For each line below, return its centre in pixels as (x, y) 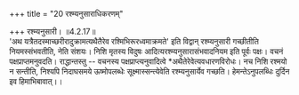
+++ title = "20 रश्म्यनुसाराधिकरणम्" (66, 14)
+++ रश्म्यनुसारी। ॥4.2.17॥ (53, 32)
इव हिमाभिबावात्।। (36, 81)
